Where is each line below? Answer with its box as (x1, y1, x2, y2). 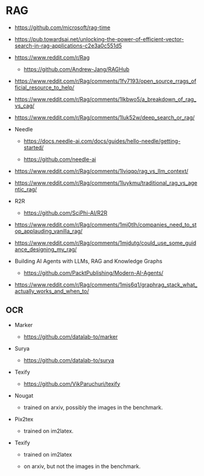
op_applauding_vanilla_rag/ (14, 227, 83, 235)
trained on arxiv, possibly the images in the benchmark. (23, 404, 163, 411)
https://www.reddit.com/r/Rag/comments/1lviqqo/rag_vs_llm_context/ (14, 167, 189, 174)
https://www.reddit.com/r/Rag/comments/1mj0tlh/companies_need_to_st (14, 221, 197, 228)
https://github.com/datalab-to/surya (23, 356, 114, 364)
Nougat (14, 391, 34, 399)
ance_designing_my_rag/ (14, 246, 77, 253)
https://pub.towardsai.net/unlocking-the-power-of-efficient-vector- (14, 35, 184, 43)
